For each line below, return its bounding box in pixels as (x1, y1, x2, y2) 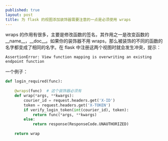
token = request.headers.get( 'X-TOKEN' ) (23, 103, 111, 108)
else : (23, 117, 36, 122)
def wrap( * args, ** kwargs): (14, 93, 74, 98)
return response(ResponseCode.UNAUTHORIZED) (32, 122, 129, 127)
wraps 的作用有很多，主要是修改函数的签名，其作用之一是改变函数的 (5, 32, 150, 38)
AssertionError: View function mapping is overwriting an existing (5, 55, 152, 60)
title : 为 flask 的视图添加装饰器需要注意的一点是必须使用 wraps (5, 17, 131, 22)
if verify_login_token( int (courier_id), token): (23, 107, 129, 112)
